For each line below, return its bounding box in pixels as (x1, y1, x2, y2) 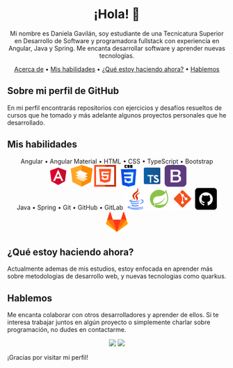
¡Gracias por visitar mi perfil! (7, 353, 88, 362)
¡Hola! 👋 (93, 6, 140, 22)
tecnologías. (99, 51, 135, 60)
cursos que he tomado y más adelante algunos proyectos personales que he (7, 111, 227, 119)
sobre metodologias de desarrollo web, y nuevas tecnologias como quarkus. (7, 272, 227, 280)
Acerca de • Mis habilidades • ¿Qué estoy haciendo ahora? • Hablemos (14, 65, 220, 73)
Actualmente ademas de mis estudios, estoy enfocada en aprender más (7, 264, 214, 273)
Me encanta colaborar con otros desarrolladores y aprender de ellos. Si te (7, 311, 219, 319)
